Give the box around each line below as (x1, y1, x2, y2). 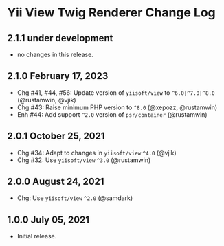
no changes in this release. (16, 50, 94, 58)
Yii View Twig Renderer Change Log (7, 5, 216, 21)
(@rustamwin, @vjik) (16, 96, 77, 104)
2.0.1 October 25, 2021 (7, 131, 105, 142)
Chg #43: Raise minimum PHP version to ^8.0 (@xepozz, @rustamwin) (16, 103, 218, 111)
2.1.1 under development (7, 32, 113, 44)
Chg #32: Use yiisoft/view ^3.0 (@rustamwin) (16, 156, 151, 164)
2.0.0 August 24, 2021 (7, 176, 104, 188)
